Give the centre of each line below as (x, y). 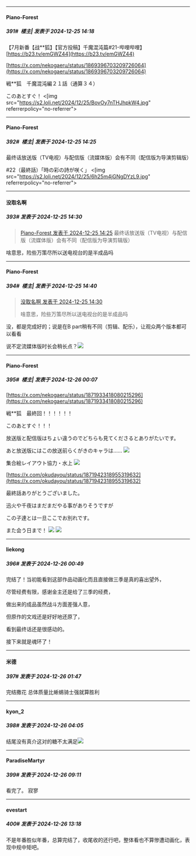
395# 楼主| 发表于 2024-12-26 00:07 (52, 380)
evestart (17, 810)
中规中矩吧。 (26, 847)
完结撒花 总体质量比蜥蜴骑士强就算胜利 (53, 692)
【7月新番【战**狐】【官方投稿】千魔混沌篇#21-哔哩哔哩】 (76, 47)
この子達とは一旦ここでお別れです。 (49, 518)
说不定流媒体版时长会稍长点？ (42, 347)
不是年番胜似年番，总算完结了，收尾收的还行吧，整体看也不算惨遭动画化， (95, 840)
